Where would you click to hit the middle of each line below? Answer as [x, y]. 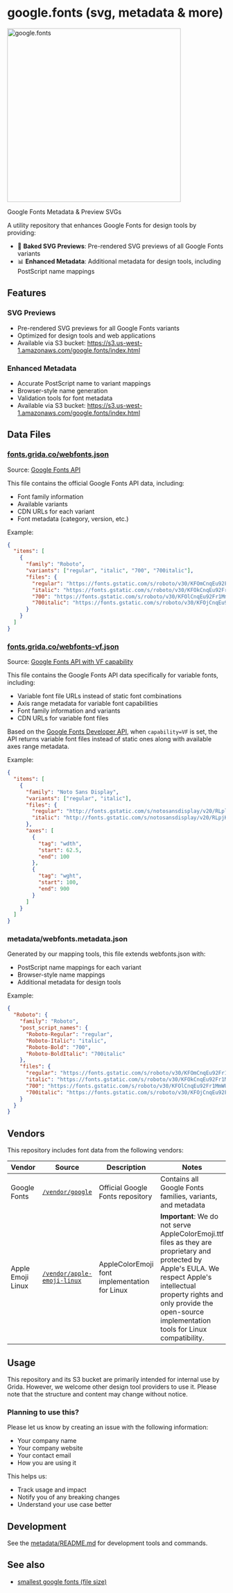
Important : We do [189, 1216]
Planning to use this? [43, 1412]
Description [126, 1167]
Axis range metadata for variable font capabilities [87, 704]
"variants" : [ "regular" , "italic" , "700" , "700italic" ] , [110, 571]
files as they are [186, 1243]
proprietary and [186, 1251]
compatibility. [182, 1338]
